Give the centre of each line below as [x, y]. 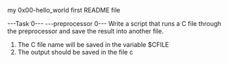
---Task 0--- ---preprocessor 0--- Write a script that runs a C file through [114, 23]
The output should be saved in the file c [75, 52]
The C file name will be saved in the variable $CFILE [93, 44]
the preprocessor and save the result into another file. [85, 31]
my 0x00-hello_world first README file [64, 10]
